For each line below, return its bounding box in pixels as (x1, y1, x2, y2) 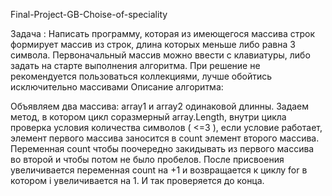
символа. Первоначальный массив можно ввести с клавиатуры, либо (10, 49, 311, 61)
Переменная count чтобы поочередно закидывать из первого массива (10, 143, 315, 154)
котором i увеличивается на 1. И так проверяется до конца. (10, 175, 265, 186)
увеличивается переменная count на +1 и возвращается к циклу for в (10, 164, 308, 176)
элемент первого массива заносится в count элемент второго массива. (10, 132, 320, 144)
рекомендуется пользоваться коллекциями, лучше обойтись (10, 70, 273, 82)
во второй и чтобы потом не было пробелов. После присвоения (10, 154, 285, 165)
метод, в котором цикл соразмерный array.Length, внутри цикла (10, 111, 287, 123)
